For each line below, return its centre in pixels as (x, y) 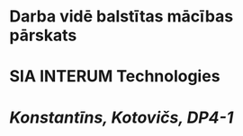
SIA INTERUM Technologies (115, 76)
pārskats (43, 35)
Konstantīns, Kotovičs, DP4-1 (121, 117)
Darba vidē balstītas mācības (121, 17)
